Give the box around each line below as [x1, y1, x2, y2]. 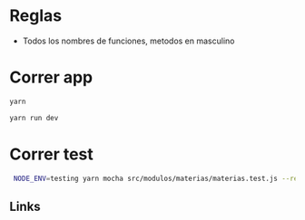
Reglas [9, 5, 62, 26]
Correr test [9, 144, 93, 164]
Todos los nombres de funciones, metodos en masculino [22, 35, 235, 46]
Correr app [9, 67, 93, 88]
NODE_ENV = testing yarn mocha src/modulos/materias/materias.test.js [13, 174, 279, 183]
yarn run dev [9, 113, 59, 122]
